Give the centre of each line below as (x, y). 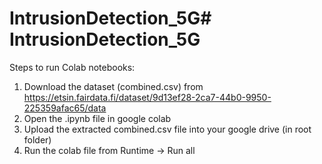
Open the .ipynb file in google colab (97, 118)
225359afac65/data (65, 108)
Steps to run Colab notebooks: (72, 67)
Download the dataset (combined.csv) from (113, 86)
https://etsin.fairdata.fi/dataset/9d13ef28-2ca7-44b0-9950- (147, 97)
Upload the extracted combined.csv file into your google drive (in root (167, 129)
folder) (37, 139)
